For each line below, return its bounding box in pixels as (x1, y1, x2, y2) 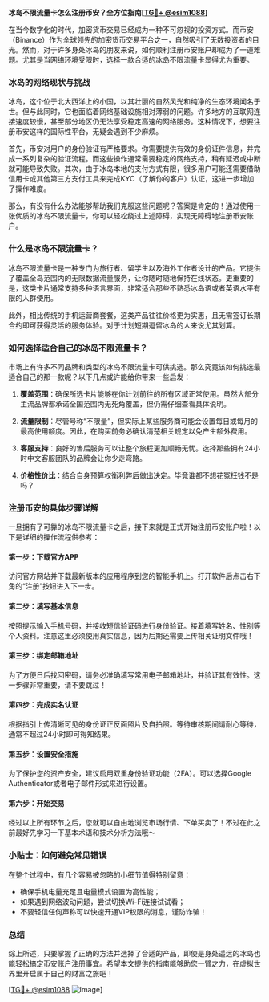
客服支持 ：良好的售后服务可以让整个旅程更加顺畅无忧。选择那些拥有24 (19, 443, 254, 453)
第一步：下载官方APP (8, 552, 79, 561)
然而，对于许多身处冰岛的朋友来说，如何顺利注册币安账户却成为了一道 (22, 45, 254, 55)
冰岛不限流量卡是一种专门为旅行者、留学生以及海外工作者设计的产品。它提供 (8, 263, 261, 272)
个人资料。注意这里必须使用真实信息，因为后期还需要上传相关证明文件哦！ (8, 630, 254, 641)
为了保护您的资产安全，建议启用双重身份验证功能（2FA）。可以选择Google (8, 768, 252, 778)
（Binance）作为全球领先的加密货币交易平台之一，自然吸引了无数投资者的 (8, 35, 253, 44)
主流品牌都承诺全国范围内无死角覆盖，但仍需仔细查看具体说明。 (19, 399, 231, 409)
